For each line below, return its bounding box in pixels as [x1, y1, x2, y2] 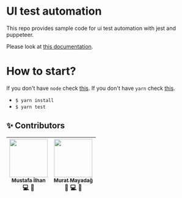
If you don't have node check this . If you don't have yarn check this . [6, 84, 175, 92]
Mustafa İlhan [11, 177, 46, 184]
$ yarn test [15, 104, 46, 110]
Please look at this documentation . [6, 43, 93, 50]
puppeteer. [6, 31, 34, 38]
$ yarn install [15, 97, 54, 103]
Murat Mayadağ [54, 177, 93, 184]
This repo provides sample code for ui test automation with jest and [6, 24, 176, 32]
